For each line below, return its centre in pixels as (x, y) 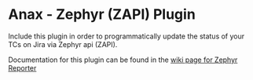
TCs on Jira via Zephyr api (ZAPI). (63, 44)
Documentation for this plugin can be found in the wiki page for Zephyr (123, 60)
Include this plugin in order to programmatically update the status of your (126, 36)
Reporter (22, 67)
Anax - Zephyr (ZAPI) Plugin (102, 15)
